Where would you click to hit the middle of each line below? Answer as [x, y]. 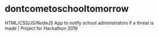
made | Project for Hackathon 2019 [41, 28]
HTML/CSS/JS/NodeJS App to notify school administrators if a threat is [79, 23]
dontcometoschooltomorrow [67, 9]
